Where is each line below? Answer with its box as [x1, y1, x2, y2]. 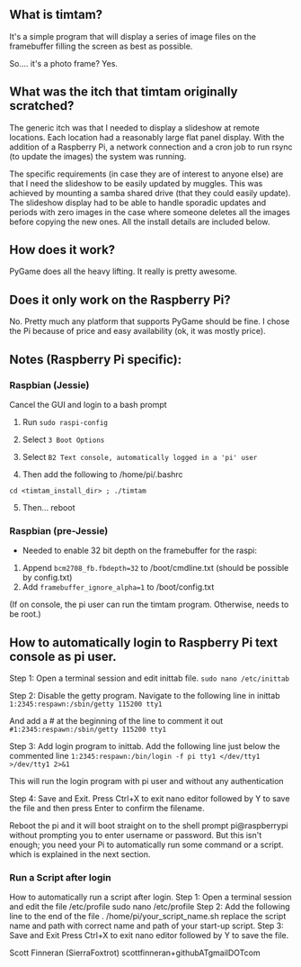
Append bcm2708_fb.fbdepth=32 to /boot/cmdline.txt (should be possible [22, 563, 289, 574]
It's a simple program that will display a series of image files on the [9, 31, 256, 41]
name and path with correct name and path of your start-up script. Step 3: [9, 920, 285, 931]
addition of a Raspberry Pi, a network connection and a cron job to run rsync [9, 141, 293, 152]
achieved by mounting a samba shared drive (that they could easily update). [9, 187, 291, 198]
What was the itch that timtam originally [9, 85, 238, 100]
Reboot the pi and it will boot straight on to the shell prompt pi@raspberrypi [9, 820, 288, 831]
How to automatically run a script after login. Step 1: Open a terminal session [9, 891, 292, 903]
